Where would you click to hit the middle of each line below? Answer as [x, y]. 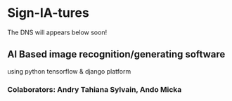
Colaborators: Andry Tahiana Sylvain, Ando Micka [95, 89]
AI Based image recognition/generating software [116, 54]
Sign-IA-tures [48, 13]
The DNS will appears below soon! [57, 32]
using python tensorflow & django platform [69, 71]
